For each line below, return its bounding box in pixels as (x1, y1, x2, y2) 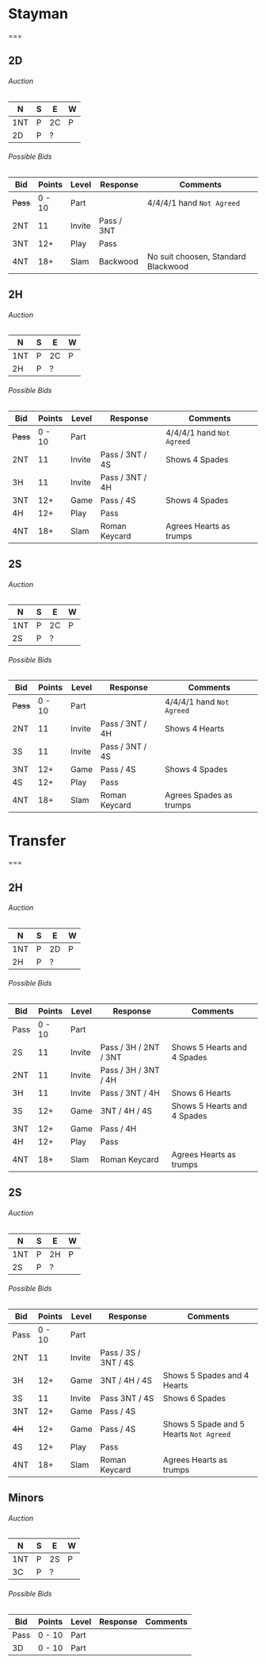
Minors (8, 1491, 44, 1505)
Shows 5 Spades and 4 (162, 1369, 249, 1380)
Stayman (8, 5, 69, 23)
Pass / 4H (100, 1123, 137, 1134)
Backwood (98, 256, 139, 267)
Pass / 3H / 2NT (100, 1042, 160, 1053)
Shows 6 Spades (162, 1392, 226, 1403)
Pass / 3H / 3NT (100, 1065, 160, 1076)
